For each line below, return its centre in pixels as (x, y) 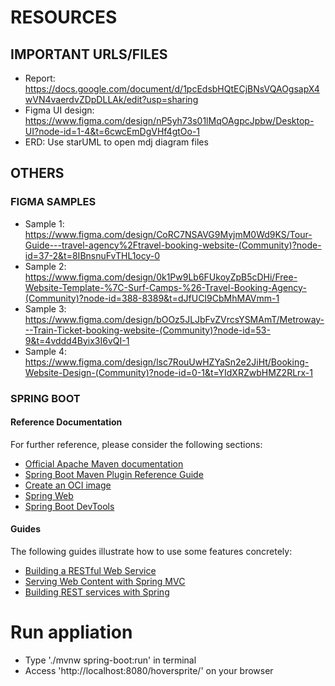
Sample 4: (46, 351)
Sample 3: (45, 308)
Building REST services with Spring (97, 592)
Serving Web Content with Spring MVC (105, 582)
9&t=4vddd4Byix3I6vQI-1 (77, 340)
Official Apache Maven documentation (104, 463)
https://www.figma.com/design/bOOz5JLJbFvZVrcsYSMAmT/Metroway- (174, 319)
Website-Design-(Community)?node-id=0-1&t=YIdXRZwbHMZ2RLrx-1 (169, 372)
